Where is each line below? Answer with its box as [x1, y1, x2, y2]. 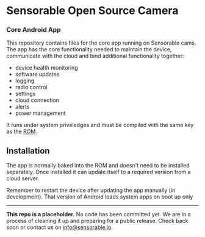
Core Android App [6, 26, 61, 34]
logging [15, 77, 35, 84]
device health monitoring [15, 64, 78, 71]
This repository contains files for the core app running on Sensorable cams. [6, 39, 196, 46]
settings [15, 90, 36, 98]
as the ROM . [6, 128, 38, 135]
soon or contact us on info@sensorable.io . [6, 224, 113, 231]
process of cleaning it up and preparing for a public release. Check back [6, 217, 189, 225]
